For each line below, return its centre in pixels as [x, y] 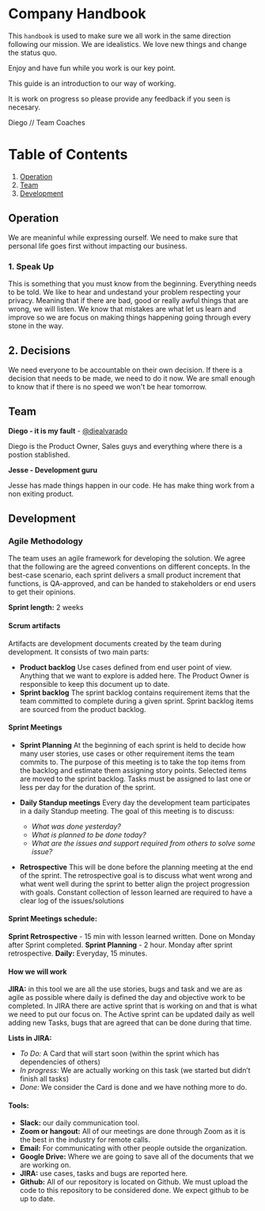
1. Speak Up [31, 266]
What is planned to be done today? [89, 834]
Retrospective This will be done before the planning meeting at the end [136, 867]
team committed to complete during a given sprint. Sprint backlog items [136, 701]
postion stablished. [39, 454]
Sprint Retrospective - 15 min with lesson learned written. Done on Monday [132, 936]
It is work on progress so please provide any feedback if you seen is [119, 98]
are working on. [45, 1165]
